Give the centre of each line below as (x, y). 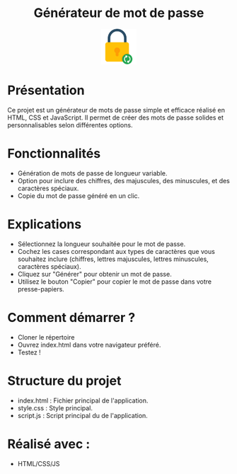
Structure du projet (64, 381)
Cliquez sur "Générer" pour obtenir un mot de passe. (94, 274)
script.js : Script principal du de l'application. (83, 415)
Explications (45, 224)
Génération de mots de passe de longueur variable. (92, 173)
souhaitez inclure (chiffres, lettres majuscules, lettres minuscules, (113, 259)
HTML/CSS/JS (39, 463)
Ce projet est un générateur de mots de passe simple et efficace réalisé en (116, 110)
